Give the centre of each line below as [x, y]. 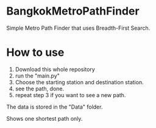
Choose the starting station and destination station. [80, 82]
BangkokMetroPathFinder [73, 11]
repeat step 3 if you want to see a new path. [70, 95]
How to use [35, 52]
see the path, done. [40, 89]
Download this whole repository [55, 69]
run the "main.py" [37, 76]
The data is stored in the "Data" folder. [55, 107]
